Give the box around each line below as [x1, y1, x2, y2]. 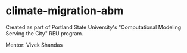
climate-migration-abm [5, 4, 124, 18]
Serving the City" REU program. [5, 29, 84, 37]
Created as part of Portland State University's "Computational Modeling [5, 24, 182, 31]
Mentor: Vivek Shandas [5, 41, 63, 48]
